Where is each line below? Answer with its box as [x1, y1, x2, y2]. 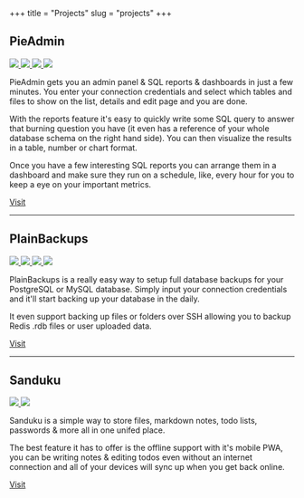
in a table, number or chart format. [9, 142, 138, 153]
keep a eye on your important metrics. [9, 178, 152, 189]
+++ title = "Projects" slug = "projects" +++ [9, 8, 172, 18]
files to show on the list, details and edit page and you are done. [9, 95, 248, 107]
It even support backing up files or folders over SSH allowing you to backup [9, 311, 291, 321]
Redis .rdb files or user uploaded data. [9, 321, 152, 331]
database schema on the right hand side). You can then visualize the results [9, 132, 292, 143]
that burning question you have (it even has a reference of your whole [9, 122, 270, 134]
